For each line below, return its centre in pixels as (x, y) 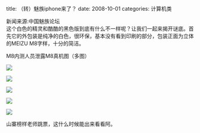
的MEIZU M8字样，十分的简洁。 (45, 43)
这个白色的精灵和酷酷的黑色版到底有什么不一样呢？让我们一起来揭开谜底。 (97, 29)
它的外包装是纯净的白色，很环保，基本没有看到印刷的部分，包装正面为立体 (102, 36)
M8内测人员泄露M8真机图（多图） (48, 56)
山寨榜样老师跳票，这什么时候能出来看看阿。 (61, 124)
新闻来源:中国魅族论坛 (33, 21)
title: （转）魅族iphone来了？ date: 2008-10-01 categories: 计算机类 (89, 9)
